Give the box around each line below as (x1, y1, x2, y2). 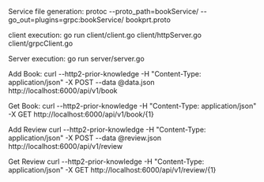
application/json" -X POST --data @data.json (8, 78, 156, 87)
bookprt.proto (125, 15, 172, 24)
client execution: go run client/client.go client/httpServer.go (8, 31, 202, 39)
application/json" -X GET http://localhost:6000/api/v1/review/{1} (8, 165, 217, 174)
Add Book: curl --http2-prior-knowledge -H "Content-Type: (8, 69, 202, 78)
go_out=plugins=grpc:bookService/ (8, 15, 124, 24)
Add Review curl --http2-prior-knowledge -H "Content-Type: (8, 125, 206, 134)
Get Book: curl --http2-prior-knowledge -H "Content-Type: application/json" (8, 102, 257, 110)
